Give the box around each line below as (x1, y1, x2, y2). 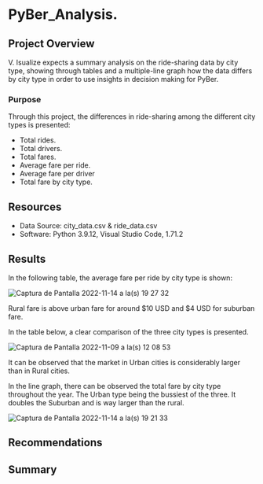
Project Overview (8, 37, 95, 50)
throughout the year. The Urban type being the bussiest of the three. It (8, 390, 236, 399)
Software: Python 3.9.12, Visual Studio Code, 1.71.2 (19, 230, 184, 239)
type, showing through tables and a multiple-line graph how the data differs (8, 66, 253, 76)
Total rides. (19, 135, 57, 145)
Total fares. (19, 152, 57, 162)
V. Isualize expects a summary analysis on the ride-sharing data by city (8, 57, 239, 67)
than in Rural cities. (8, 366, 71, 375)
